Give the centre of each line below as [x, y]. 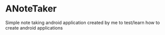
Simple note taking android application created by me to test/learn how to [82, 22]
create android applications [34, 27]
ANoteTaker [31, 9]
